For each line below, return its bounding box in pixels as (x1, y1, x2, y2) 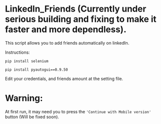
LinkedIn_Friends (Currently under (5, 3, 146, 15)
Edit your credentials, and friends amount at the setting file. (5, 76, 123, 81)
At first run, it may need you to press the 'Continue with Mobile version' (5, 108, 151, 114)
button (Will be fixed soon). (5, 114, 59, 120)
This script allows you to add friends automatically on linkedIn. (5, 40, 130, 46)
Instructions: (5, 49, 30, 55)
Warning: (5, 93, 43, 104)
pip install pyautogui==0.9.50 (5, 67, 68, 72)
